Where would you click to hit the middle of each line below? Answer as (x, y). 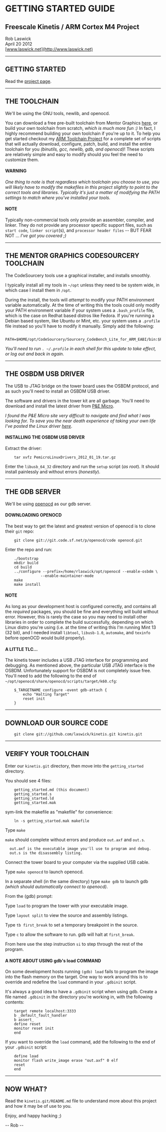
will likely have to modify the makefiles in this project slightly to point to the (82, 187)
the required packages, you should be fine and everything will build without (82, 612)
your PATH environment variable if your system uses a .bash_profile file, (80, 310)
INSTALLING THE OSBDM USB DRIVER (45, 437)
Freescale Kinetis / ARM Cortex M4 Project (72, 27)
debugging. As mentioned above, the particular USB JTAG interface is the (80, 665)
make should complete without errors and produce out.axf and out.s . (75, 840)
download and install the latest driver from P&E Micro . (60, 406)
